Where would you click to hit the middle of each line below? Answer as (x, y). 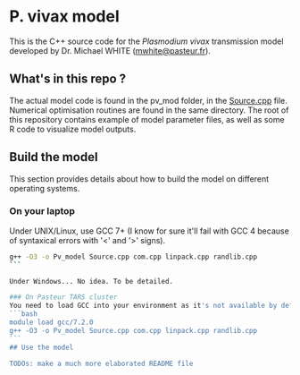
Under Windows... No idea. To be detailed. (92, 281)
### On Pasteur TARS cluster (63, 297)
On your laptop (42, 211)
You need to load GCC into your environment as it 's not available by (143, 306)
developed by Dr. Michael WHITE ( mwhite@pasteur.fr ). (110, 50)
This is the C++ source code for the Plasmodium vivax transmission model (146, 41)
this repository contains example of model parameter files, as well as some (147, 119)
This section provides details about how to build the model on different (139, 179)
